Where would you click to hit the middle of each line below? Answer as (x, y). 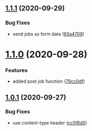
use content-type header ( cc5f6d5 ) (50, 123)
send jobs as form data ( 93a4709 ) (49, 34)
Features (17, 70)
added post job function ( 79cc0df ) (49, 81)
